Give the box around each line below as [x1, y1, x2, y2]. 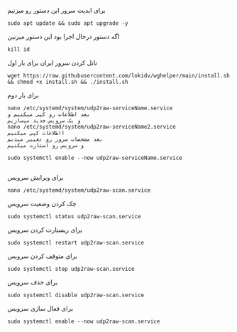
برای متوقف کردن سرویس [7, 252, 78, 260]
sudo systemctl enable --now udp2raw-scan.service [7, 318, 160, 325]
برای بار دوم [7, 91, 39, 99]
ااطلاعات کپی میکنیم [7, 129, 65, 136]
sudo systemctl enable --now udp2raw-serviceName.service [7, 154, 182, 161]
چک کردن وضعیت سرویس [7, 199, 77, 208]
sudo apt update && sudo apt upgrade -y [7, 20, 129, 27]
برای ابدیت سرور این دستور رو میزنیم [7, 6, 106, 14]
